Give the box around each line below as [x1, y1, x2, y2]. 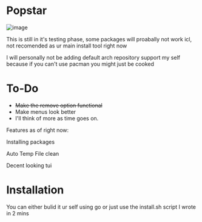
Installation [6, 183, 64, 197]
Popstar [6, 4, 47, 18]
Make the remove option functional [15, 102, 103, 109]
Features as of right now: [6, 126, 69, 134]
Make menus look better [15, 108, 76, 116]
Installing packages [6, 138, 55, 145]
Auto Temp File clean [6, 150, 59, 157]
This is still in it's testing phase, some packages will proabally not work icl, [6, 35, 192, 43]
